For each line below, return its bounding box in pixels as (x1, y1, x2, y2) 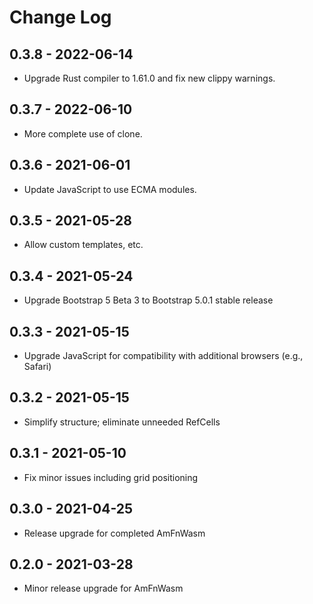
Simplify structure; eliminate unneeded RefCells (23, 416, 221, 428)
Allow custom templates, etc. (23, 239, 144, 251)
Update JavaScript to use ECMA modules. (23, 183, 197, 195)
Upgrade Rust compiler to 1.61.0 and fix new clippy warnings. (23, 72, 276, 84)
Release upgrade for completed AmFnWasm (23, 527, 206, 539)
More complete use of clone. (23, 127, 143, 140)
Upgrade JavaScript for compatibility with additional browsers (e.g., (23, 350, 304, 362)
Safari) (23, 361, 52, 373)
